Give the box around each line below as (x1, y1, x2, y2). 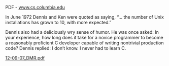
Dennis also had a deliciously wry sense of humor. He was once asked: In (5, 29, 159, 35)
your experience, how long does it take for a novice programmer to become (5, 35, 163, 40)
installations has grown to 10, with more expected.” (5, 20, 112, 25)
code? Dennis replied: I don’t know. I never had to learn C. (5, 45, 126, 51)
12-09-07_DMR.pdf (5, 55, 45, 61)
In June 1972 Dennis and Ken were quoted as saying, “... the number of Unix (5, 14, 164, 20)
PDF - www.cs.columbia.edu (5, 5, 65, 10)
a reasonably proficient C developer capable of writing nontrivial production (5, 40, 164, 46)
